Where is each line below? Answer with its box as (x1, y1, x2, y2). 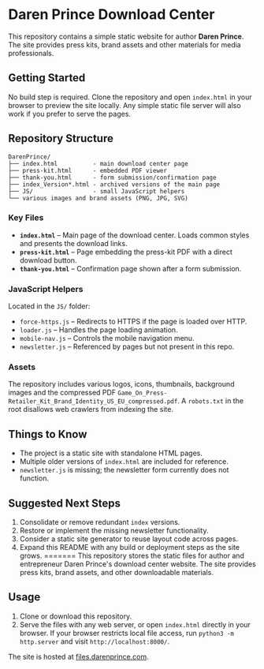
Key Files (8, 212, 44, 223)
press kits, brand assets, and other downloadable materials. (19, 568, 214, 577)
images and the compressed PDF (8, 388, 117, 398)
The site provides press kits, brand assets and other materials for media (8, 39, 242, 49)
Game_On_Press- (117, 389, 168, 398)
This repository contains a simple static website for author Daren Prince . (8, 32, 244, 41)
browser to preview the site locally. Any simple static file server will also (8, 100, 242, 110)
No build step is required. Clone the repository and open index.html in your (8, 92, 252, 102)
